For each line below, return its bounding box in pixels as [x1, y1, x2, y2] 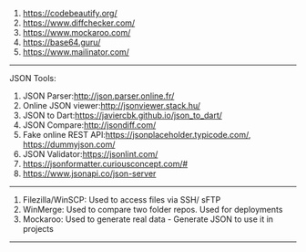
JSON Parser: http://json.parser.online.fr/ [22, 90, 175, 101]
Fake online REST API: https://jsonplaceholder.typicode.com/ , [22, 130, 251, 140]
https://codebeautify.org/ [22, 8, 117, 18]
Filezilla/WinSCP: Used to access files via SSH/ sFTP [22, 194, 221, 205]
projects [22, 224, 55, 234]
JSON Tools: [9, 73, 56, 83]
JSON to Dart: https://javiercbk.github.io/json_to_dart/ [22, 110, 223, 121]
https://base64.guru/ [22, 37, 101, 47]
